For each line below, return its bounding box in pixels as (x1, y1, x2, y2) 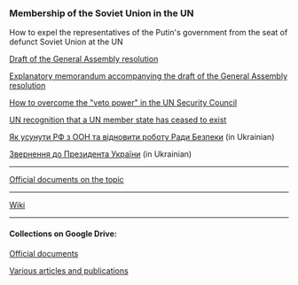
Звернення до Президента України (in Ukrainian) (9, 149, 192, 159)
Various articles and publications (9, 265, 129, 276)
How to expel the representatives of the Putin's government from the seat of (9, 27, 288, 38)
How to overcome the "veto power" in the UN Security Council (9, 97, 238, 108)
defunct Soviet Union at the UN (9, 36, 124, 47)
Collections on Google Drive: (9, 228, 117, 239)
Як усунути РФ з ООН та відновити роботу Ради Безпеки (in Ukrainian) (9, 132, 275, 142)
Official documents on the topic (9, 174, 124, 185)
